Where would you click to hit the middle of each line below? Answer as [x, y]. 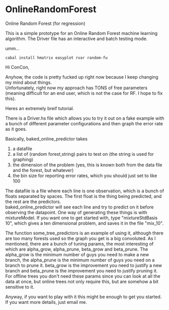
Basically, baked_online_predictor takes [46, 139]
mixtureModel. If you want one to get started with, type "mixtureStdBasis [81, 218]
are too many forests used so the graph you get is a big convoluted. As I [80, 238]
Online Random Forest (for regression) [45, 23]
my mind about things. [29, 82]
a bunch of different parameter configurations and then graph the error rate [84, 123]
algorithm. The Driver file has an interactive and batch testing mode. [77, 39]
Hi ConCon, [17, 67]
